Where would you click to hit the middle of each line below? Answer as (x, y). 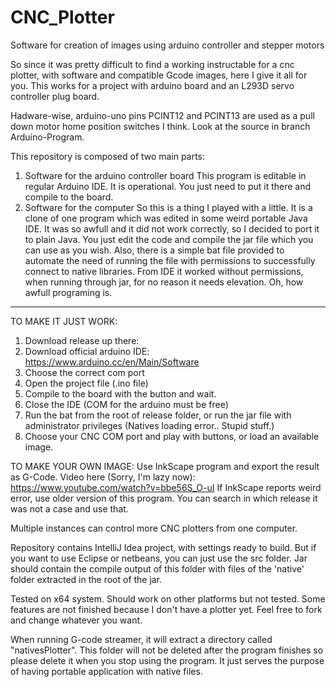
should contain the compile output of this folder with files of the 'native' (157, 568)
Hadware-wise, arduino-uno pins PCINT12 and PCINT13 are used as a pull (162, 115)
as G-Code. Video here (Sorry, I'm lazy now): (103, 477)
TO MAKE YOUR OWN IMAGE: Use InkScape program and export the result (165, 466)
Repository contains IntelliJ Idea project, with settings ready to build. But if (163, 547)
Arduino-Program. (47, 137)
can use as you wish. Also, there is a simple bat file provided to (154, 250)
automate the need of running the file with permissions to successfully (170, 260)
